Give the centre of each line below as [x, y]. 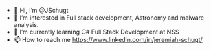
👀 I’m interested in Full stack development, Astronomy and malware [109, 18]
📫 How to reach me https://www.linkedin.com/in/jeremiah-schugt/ [108, 40]
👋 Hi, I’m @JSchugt [41, 10]
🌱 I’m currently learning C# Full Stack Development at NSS [96, 32]
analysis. [26, 25]
